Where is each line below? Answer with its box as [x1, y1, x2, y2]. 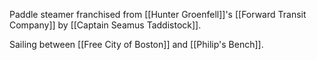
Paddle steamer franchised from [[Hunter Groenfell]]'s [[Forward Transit [9, 9, 307, 20]
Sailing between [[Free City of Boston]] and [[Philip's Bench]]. [9, 39, 264, 50]
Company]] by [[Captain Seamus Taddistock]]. [9, 19, 202, 31]
